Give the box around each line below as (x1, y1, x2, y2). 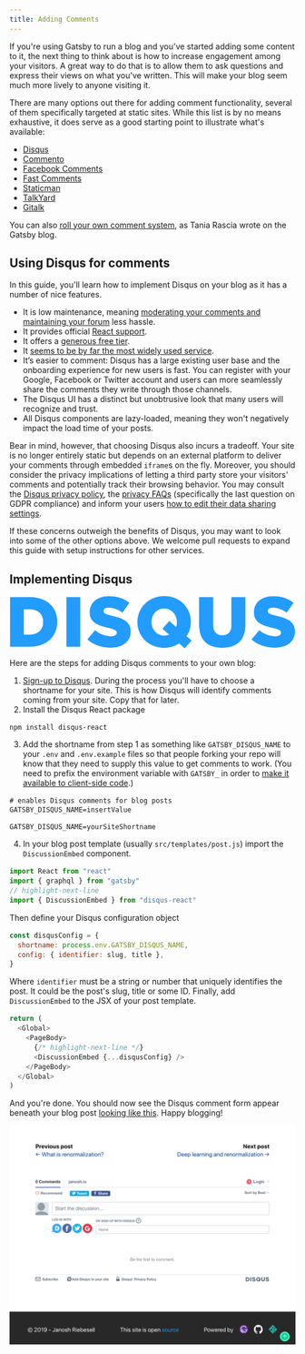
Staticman (22, 182, 61, 193)
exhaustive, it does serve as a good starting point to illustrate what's (9, 116, 265, 127)
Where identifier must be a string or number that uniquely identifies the (9, 976, 283, 987)
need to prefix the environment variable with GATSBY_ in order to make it (22, 768, 290, 779)
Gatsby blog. (9, 228, 57, 240)
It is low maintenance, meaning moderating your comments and (22, 307, 261, 318)
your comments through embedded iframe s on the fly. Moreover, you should (9, 460, 296, 470)
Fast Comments (22, 173, 82, 184)
